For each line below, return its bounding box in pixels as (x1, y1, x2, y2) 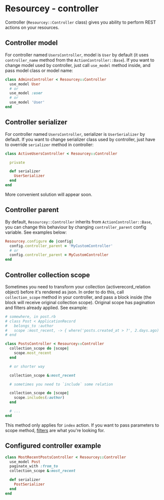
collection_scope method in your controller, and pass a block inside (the (5, 294, 152, 300)
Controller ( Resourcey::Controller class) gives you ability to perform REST (5, 19, 156, 25)
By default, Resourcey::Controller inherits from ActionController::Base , (5, 219, 152, 224)
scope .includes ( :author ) (14, 395, 65, 400)
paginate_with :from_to (9, 464, 58, 469)
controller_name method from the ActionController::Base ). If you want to (5, 57, 155, 63)
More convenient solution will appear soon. (5, 191, 92, 197)
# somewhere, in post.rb (5, 314, 56, 319)
